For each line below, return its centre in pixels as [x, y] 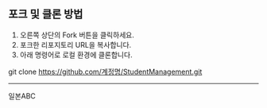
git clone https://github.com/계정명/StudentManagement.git [105, 71]
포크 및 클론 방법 [46, 14]
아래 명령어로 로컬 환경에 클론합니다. [76, 55]
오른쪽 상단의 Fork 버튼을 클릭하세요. [77, 35]
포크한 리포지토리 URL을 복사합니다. [75, 44]
